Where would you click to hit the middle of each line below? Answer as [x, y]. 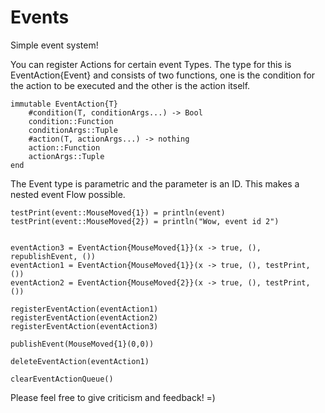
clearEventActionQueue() [62, 379]
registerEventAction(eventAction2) [84, 317]
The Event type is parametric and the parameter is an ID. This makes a [155, 183]
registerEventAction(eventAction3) [84, 326]
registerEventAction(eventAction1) [84, 309]
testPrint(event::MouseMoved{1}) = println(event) [118, 212]
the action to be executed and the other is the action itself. [130, 85]
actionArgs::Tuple [66, 156]
